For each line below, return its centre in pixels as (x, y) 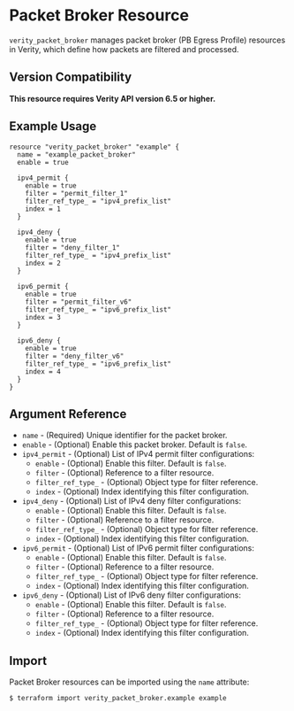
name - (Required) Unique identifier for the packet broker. (124, 436)
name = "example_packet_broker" (77, 155)
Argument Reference (68, 414)
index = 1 (43, 209)
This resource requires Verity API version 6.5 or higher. (113, 98)
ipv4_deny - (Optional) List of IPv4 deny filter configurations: (132, 501)
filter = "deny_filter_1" (73, 247)
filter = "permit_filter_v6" (79, 302)
